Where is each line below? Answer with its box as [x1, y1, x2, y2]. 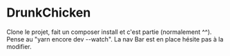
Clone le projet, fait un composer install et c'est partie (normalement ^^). [6, 28, 212, 36]
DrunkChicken [6, 5, 91, 21]
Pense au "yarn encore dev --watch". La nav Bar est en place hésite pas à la [6, 35, 224, 43]
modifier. [6, 42, 32, 50]
